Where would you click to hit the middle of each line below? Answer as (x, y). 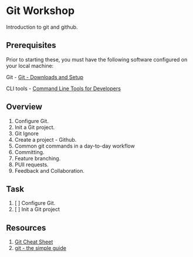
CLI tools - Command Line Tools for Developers (64, 88)
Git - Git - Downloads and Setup (45, 77)
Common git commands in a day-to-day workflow (75, 146)
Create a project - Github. (45, 139)
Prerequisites (31, 45)
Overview (24, 107)
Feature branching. (38, 158)
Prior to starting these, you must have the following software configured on (97, 59)
